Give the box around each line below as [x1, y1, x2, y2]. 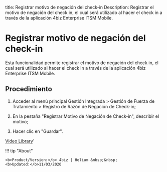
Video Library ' [5, 138, 35, 144]
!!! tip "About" [5, 147, 33, 153]
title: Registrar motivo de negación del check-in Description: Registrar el [5, 5, 154, 10]
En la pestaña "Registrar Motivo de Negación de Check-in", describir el [12, 113, 159, 119]
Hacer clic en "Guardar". [12, 128, 63, 134]
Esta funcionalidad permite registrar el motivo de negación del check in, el [5, 60, 159, 66]
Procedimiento [5, 85, 53, 93]
